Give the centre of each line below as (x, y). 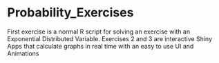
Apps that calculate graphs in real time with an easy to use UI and (101, 46)
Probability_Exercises (70, 13)
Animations (23, 53)
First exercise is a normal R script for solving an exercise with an (99, 32)
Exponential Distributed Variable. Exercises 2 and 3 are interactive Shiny (110, 38)
